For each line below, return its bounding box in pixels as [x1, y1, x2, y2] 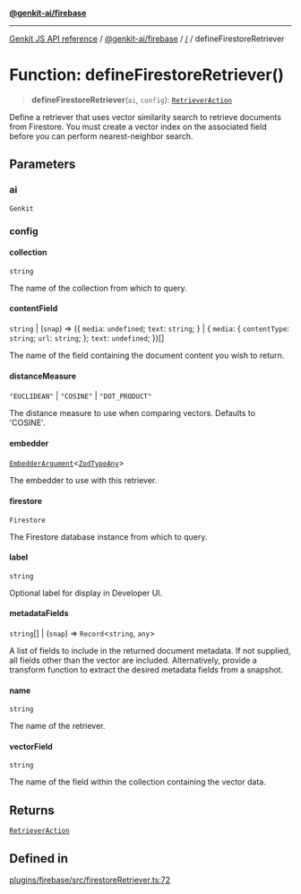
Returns [9, 803, 56, 818]
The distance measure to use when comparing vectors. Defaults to [9, 408, 256, 419]
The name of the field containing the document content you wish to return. [9, 350, 285, 360]
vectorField [9, 741, 54, 751]
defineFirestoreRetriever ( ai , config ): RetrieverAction [30, 94, 233, 105]
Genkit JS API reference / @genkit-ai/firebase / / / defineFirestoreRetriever [9, 33, 285, 44]
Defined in [9, 851, 69, 866]
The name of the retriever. [9, 721, 106, 732]
